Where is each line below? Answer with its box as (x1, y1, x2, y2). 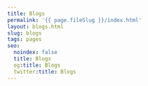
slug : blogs (7, 29, 42, 37)
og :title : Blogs (13, 62, 61, 69)
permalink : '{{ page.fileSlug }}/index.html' (7, 17, 142, 24)
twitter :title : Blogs (13, 68, 77, 75)
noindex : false (13, 49, 58, 56)
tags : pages (7, 36, 42, 43)
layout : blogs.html (7, 23, 64, 30)
